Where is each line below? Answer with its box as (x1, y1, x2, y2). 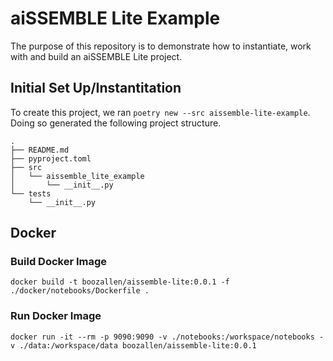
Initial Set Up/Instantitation (10, 80, 182, 97)
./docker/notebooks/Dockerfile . (10, 286, 150, 296)
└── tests (10, 188, 52, 199)
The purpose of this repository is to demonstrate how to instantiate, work (10, 40, 312, 52)
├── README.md (10, 145, 70, 155)
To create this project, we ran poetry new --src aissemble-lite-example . (10, 106, 311, 118)
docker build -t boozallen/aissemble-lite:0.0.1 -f (10, 277, 230, 287)
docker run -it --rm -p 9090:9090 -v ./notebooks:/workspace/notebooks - (10, 332, 325, 342)
